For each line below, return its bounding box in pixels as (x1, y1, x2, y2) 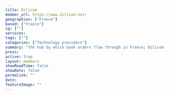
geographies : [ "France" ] (5, 17, 58, 22)
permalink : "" (5, 73, 35, 78)
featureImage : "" (5, 82, 42, 87)
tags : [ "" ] (5, 36, 28, 41)
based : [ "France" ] (5, 21, 44, 27)
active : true (5, 54, 33, 59)
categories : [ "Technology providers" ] (5, 40, 87, 45)
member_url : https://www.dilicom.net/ (5, 12, 87, 17)
